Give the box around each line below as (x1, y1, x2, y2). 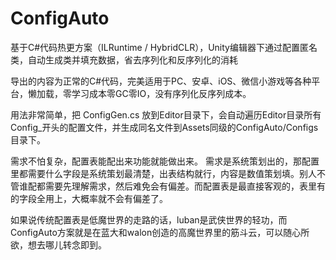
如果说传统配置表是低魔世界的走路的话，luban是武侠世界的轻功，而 (10, 213, 288, 226)
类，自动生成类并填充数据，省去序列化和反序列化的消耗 (10, 53, 238, 66)
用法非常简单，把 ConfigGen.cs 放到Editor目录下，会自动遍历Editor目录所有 (10, 108, 322, 121)
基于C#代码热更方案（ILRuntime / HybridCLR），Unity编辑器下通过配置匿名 (10, 41, 318, 53)
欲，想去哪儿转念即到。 (10, 238, 107, 251)
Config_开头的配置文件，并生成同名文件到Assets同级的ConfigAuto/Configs (10, 121, 319, 133)
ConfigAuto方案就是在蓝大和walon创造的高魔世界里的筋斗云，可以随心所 (10, 226, 310, 238)
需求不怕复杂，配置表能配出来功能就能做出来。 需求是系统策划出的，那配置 (10, 155, 320, 167)
